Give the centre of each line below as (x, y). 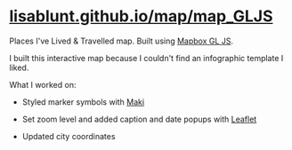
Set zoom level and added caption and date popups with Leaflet (139, 119)
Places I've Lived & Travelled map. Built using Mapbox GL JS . (122, 41)
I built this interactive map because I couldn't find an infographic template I (146, 58)
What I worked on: (43, 84)
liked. (19, 67)
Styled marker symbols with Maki (83, 102)
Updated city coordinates (69, 136)
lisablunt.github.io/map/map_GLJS (141, 16)
